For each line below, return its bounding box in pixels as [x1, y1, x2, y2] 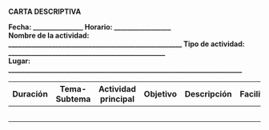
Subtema [55, 93, 91, 104]
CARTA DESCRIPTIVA [8, 7, 82, 16]
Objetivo [143, 89, 178, 99]
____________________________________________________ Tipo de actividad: [8, 39, 246, 49]
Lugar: [8, 56, 30, 65]
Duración [12, 89, 48, 99]
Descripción [184, 89, 232, 99]
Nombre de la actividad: [8, 31, 90, 40]
